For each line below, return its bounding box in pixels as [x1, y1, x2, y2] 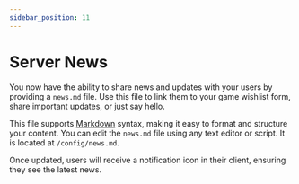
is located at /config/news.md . [9, 136, 119, 148]
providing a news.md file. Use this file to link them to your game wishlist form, [9, 91, 292, 101]
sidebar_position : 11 [9, 13, 91, 22]
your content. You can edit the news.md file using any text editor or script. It [9, 127, 286, 138]
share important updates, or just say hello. [9, 101, 166, 111]
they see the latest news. [9, 163, 101, 175]
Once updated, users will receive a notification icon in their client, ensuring [9, 154, 286, 165]
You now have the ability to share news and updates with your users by [9, 82, 273, 92]
